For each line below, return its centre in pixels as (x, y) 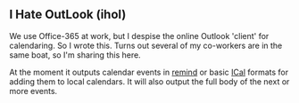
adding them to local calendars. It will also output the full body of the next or (149, 81)
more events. (33, 91)
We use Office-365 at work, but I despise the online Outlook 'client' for (139, 36)
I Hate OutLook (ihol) (68, 15)
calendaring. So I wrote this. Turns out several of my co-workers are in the (146, 45)
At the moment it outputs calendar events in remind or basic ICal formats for (149, 72)
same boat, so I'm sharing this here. (75, 55)
